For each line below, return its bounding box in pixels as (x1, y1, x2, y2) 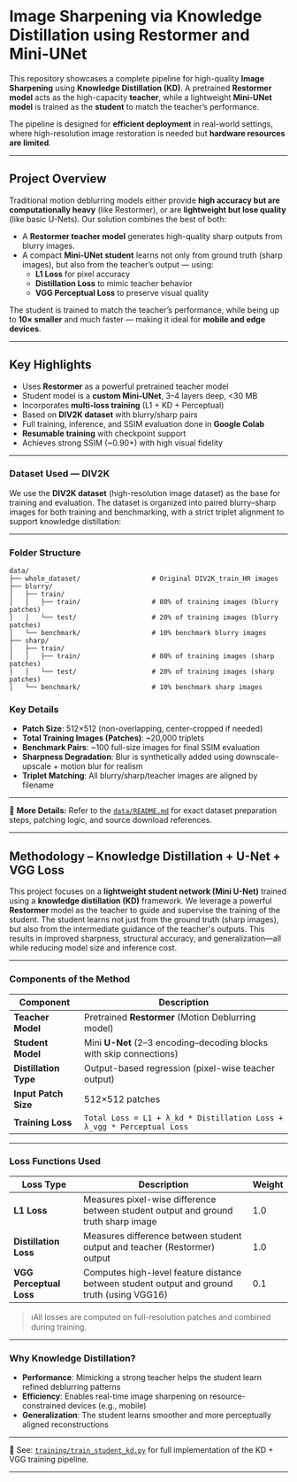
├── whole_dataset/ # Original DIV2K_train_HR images (9, 574, 278, 584)
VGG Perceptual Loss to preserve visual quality (34, 287, 209, 298)
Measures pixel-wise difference (83, 1193, 217, 1206)
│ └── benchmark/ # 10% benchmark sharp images (9, 683, 263, 692)
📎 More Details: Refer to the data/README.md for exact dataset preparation (9, 805, 277, 816)
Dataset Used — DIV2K (9, 468, 110, 480)
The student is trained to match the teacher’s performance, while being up (9, 304, 280, 315)
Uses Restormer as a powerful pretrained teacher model (21, 381, 229, 392)
